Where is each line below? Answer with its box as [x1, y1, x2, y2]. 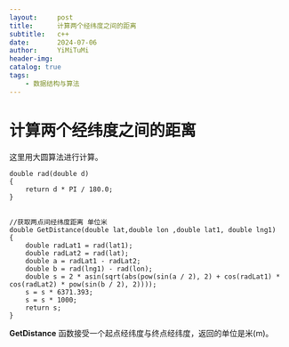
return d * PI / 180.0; [25, 184, 114, 194]
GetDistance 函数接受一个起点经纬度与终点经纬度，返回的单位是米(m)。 [9, 327, 274, 338]
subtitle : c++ [9, 29, 69, 38]
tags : [9, 71, 29, 80]
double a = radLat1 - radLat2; [25, 256, 141, 265]
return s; [25, 303, 62, 312]
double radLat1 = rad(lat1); [25, 241, 133, 250]
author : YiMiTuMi [9, 46, 90, 55]
